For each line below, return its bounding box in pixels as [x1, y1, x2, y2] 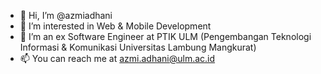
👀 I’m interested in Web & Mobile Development [19, 20, 212, 32]
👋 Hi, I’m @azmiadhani [19, 10, 113, 21]
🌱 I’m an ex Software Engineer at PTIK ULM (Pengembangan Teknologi [19, 31, 312, 42]
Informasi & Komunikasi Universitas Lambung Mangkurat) [19, 41, 257, 53]
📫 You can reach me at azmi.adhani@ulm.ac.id [19, 53, 216, 64]
